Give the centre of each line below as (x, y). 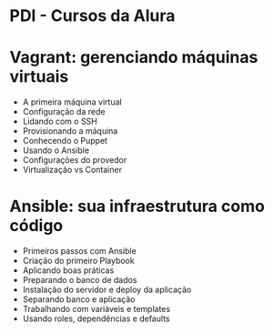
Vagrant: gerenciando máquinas (134, 58)
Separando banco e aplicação (79, 299)
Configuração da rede (64, 112)
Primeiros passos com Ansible (79, 251)
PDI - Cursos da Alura (92, 16)
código (36, 226)
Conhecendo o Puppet (65, 141)
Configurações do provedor (75, 160)
